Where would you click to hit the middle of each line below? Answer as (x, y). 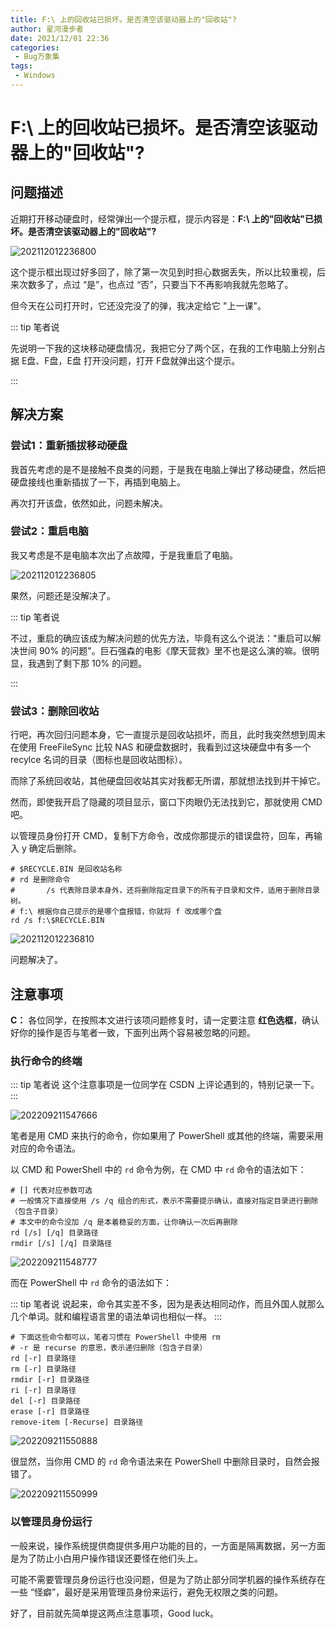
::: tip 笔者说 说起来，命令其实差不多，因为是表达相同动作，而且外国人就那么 (167, 1304)
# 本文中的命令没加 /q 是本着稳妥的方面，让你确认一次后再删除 (124, 1222)
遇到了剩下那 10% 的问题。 (92, 663)
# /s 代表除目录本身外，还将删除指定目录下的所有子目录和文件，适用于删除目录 (165, 891)
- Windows (35, 76)
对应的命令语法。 (45, 1148)
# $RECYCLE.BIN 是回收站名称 (66, 869)
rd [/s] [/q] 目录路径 (54, 1233)
